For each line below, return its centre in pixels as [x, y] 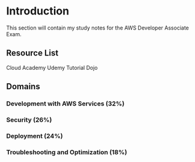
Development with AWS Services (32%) [65, 104]
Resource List [32, 53]
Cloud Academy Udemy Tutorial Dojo [52, 67]
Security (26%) [29, 120]
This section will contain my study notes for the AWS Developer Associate [97, 28]
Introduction [38, 11]
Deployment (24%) [34, 136]
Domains [23, 86]
